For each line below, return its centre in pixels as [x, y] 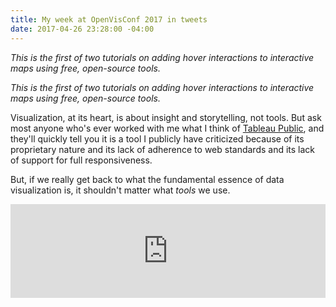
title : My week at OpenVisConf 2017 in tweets [109, 19]
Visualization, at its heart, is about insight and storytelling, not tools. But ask [166, 117]
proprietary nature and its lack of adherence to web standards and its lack [163, 149]
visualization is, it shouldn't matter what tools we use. [120, 190]
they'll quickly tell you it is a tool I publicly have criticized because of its [157, 138]
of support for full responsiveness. [81, 160]
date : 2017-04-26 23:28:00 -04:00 [82, 29]
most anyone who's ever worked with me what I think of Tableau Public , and [167, 128]
